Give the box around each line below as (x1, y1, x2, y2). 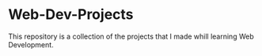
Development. (8, 39, 54, 49)
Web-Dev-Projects (8, 6, 134, 24)
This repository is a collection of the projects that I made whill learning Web (8, 32, 255, 41)
